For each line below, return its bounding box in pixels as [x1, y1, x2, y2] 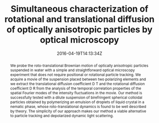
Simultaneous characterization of [11, 3, 148, 15]
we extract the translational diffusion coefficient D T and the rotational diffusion [10, 81, 145, 86]
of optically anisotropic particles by [6, 24, 153, 35]
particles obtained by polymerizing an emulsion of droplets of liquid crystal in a [10, 99, 144, 105]
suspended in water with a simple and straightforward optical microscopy [10, 67, 135, 72]
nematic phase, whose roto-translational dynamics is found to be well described [10, 104, 147, 109]
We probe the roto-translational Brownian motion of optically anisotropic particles [10, 63, 149, 68]
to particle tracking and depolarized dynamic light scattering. [10, 113, 114, 118]
